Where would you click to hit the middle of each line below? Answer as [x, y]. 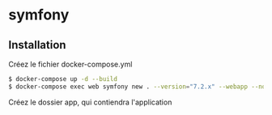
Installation [37, 45]
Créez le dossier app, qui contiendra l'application [90, 102]
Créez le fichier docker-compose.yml [70, 64]
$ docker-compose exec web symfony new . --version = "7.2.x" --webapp [128, 87]
